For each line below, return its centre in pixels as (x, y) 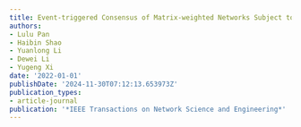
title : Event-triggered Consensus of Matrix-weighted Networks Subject (146, 17)
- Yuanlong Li (36, 51)
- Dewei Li (30, 59)
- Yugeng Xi (31, 68)
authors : (26, 26)
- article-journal (43, 101)
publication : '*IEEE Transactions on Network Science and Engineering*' (148, 109)
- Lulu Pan (30, 34)
